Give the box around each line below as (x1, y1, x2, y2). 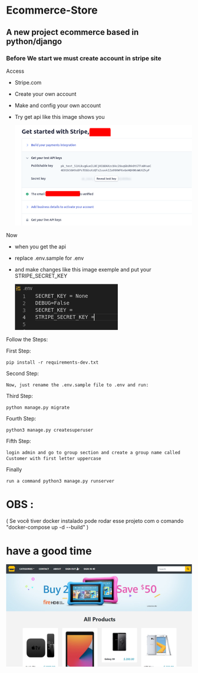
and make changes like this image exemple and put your (14, 266, 151, 273)
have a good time (6, 545, 93, 558)
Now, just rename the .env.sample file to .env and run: (6, 382, 149, 388)
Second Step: (6, 370, 39, 377)
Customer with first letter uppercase (6, 456, 101, 462)
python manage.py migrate (6, 405, 70, 411)
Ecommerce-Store (6, 4, 98, 17)
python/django (6, 36, 62, 46)
